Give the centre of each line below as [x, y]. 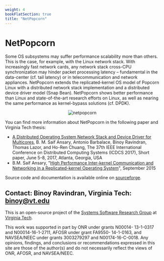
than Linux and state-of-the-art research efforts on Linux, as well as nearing [82, 98]
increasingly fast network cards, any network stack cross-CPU [68, 67]
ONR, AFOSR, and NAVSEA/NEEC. [40, 253]
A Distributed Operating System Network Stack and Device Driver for [82, 137]
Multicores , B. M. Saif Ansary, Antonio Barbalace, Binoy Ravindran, [79, 142]
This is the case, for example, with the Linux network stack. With [70, 62]
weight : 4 [15, 10]
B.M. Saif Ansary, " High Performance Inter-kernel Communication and [83, 163]
